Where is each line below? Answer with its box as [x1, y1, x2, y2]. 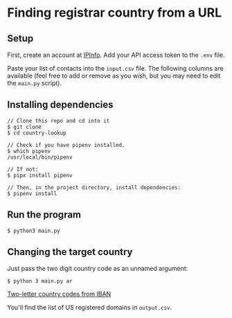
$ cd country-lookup [7, 130, 67, 136]
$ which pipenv [7, 148, 51, 154]
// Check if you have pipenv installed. [7, 141, 126, 148]
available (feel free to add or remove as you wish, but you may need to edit [7, 71, 221, 80]
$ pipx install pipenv [7, 172, 73, 179]
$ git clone [7, 123, 42, 130]
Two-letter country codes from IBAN [7, 290, 111, 299]
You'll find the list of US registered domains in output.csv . [7, 303, 172, 312]
